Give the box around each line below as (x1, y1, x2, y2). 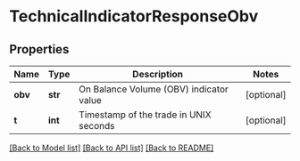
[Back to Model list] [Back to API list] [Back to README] (9, 142, 214, 153)
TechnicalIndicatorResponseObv (9, 6, 259, 27)
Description (132, 68, 184, 80)
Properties (9, 42, 70, 57)
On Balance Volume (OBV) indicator (79, 83, 229, 95)
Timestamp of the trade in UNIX (79, 109, 212, 121)
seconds (79, 120, 115, 132)
